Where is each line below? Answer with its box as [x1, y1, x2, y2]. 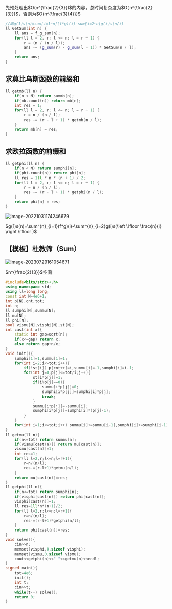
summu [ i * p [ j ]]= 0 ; [41, 384, 79, 390]
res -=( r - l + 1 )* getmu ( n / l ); [24, 465, 79, 470]
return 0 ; [14, 594, 36, 599]
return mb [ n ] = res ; [14, 127, 58, 132]
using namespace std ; [5, 284, 52, 289]
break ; [41, 394, 56, 399]
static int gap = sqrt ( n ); [14, 332, 68, 337]
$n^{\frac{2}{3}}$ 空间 [5, 269, 52, 276]
